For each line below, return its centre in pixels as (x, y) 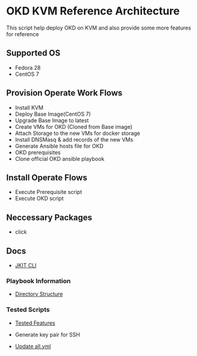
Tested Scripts (28, 310)
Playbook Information (39, 281)
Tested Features (35, 323)
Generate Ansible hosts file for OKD (59, 146)
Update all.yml (33, 346)
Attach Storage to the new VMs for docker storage (77, 133)
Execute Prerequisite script (48, 192)
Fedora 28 (28, 67)
